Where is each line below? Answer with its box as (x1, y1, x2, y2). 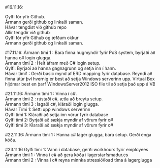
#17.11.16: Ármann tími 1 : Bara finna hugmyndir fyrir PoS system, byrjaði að (5, 49, 156, 55)
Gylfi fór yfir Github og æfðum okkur (5, 35, 79, 41)
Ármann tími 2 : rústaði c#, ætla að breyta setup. (5, 96, 103, 102)
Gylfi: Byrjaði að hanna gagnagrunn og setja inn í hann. (5, 65, 117, 71)
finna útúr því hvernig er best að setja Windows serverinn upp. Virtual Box (5, 76, 155, 82)
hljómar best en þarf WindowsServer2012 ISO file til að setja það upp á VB (5, 81, 156, 87)
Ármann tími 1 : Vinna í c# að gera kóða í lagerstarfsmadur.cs (5, 152, 128, 158)
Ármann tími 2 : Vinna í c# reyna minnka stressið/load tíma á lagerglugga (5, 157, 152, 163)
